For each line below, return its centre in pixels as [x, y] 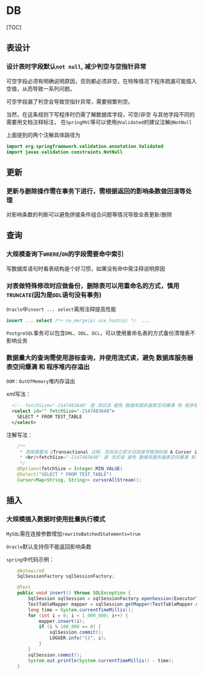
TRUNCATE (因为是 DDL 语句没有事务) [54, 294]
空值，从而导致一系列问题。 [41, 88]
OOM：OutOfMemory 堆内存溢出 [41, 381]
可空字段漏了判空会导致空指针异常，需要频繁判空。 [70, 101]
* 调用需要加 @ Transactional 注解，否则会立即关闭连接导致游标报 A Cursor [106, 452]
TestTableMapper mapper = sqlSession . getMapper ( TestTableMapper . [112, 604]
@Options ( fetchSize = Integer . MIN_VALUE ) [70, 469]
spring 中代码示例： [30, 559]
